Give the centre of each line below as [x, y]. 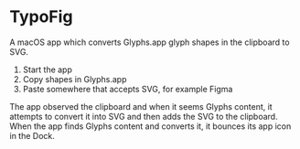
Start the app [48, 69]
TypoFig [41, 17]
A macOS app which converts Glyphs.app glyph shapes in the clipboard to [150, 42]
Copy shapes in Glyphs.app [75, 79]
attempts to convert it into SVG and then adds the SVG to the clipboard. [144, 116]
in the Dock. [32, 135]
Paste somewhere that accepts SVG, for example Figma [128, 89]
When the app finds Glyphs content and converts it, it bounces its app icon [150, 126]
